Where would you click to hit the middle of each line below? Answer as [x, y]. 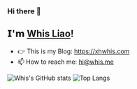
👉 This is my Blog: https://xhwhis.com [73, 51]
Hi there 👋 [24, 11]
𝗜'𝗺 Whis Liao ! [41, 34]
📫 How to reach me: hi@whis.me [65, 62]
